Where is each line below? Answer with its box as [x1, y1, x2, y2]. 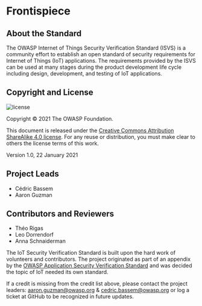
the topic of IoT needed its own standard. [6, 269, 109, 276]
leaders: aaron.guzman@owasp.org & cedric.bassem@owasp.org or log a [6, 287, 190, 294]
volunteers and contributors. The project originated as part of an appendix [6, 255, 191, 263]
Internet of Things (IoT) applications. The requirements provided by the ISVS [6, 57, 196, 64]
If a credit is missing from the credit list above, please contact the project [6, 280, 188, 287]
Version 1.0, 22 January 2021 [6, 151, 78, 158]
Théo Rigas [14, 225, 43, 232]
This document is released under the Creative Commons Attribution [6, 127, 174, 134]
